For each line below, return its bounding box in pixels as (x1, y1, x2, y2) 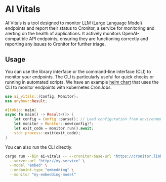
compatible (5, 36, 28, 42)
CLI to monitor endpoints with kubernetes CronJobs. (5, 84, 112, 90)
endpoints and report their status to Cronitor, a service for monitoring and (5, 25, 155, 31)
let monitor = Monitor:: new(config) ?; (14, 121, 94, 126)
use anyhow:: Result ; (5, 98, 48, 104)
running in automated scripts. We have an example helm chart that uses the (5, 79, 159, 85)
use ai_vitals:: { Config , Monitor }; (5, 94, 79, 99)
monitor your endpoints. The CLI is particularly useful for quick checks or (5, 73, 154, 80)
